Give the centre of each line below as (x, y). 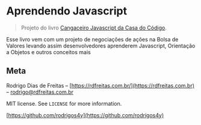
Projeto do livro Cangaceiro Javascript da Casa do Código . (94, 28)
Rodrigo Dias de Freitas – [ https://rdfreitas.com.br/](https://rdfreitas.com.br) (100, 85)
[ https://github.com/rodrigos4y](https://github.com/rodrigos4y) (85, 115)
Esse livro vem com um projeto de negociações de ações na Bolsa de (92, 39)
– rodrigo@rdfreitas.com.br (40, 92)
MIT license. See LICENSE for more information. (64, 103)
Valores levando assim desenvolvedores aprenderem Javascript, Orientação (101, 46)
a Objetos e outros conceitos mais (49, 52)
